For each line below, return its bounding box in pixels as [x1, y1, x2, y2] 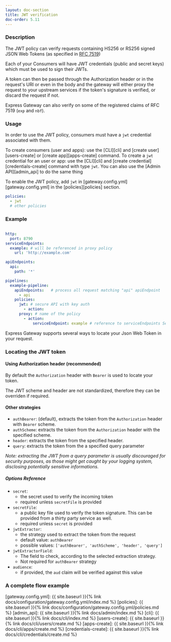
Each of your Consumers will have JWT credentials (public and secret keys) [5, 61, 164, 67]
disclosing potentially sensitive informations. [5, 463, 99, 469]
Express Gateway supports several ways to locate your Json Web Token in [5, 330, 162, 336]
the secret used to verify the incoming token [20, 493, 113, 499]
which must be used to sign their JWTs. [5, 66, 88, 72]
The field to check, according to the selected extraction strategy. [20, 553, 157, 559]
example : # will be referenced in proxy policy [10, 246, 113, 251]
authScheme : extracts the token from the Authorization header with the [12, 426, 160, 433]
